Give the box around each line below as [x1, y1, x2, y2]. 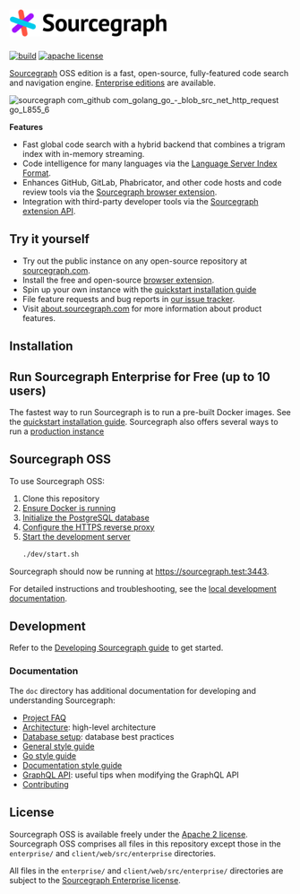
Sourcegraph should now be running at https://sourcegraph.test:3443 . [9, 566, 270, 577]
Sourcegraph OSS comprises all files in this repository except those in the [9, 838, 281, 849]
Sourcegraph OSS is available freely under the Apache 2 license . [9, 829, 248, 839]
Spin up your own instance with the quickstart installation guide [21, 283, 257, 295]
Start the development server [21, 531, 132, 542]
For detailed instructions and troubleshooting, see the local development [9, 583, 278, 594]
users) [9, 383, 47, 398]
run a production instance [9, 426, 105, 437]
